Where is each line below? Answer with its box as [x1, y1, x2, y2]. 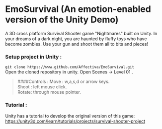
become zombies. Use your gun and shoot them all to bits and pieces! [5, 41, 148, 47]
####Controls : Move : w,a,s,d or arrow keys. [17, 78, 110, 85]
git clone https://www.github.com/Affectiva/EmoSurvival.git [5, 64, 135, 70]
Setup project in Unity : [5, 53, 62, 60]
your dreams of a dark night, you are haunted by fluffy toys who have [5, 36, 147, 42]
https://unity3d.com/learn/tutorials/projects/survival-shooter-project [5, 118, 146, 124]
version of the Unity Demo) [5, 14, 119, 25]
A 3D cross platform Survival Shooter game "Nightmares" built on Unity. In [5, 30, 158, 36]
